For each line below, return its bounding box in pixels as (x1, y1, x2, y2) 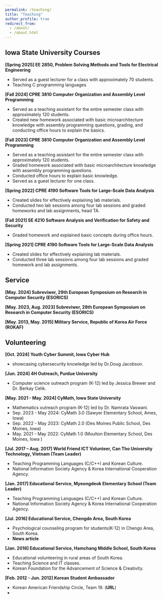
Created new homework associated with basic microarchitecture (12, 117, 144, 123)
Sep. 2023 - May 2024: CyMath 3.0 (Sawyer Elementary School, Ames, (12, 410, 158, 416)
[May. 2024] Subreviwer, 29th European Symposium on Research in (5, 289, 147, 295)
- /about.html (9, 30, 38, 35)
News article (12, 536, 39, 542)
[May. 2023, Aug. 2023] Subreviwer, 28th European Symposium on (5, 304, 146, 310)
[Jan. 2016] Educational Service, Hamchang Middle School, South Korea (5, 545, 156, 552)
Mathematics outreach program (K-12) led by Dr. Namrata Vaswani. (12, 405, 149, 411)
